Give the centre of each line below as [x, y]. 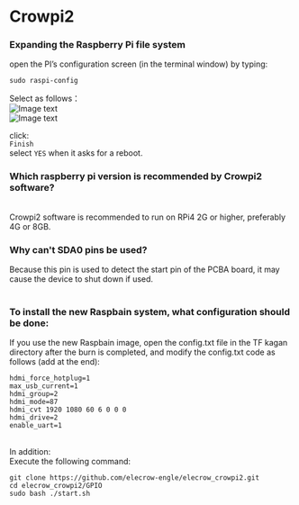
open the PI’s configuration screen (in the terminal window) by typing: [139, 64]
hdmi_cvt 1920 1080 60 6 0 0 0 [68, 410]
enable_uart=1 [36, 426]
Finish [22, 144]
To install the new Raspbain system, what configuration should [150, 312]
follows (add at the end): [55, 362]
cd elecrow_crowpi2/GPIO [56, 486]
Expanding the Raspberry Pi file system [98, 45]
